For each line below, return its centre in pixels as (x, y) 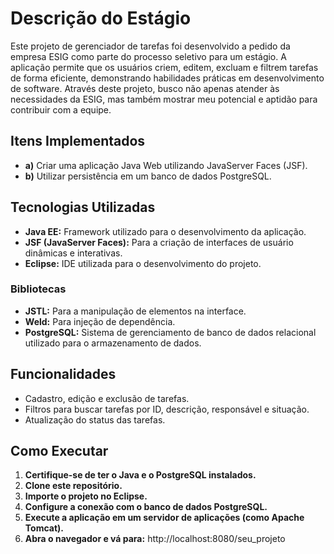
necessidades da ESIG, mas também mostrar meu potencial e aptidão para (164, 99)
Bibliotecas (38, 289)
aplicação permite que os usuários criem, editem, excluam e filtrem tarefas (164, 67)
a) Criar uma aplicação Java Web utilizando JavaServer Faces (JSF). (166, 165)
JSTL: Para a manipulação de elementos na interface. (135, 311)
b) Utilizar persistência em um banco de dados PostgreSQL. (148, 176)
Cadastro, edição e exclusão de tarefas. (107, 398)
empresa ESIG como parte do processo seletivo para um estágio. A (148, 56)
